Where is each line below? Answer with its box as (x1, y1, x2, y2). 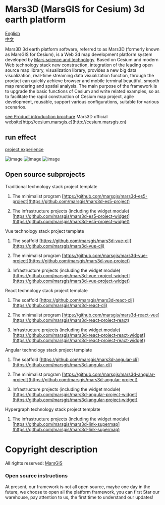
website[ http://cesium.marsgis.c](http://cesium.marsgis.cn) (5, 119, 127, 125)
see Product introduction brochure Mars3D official (5, 113, 108, 119)
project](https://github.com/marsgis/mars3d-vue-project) (12, 257, 130, 263)
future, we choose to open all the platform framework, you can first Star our (5, 489, 160, 495)
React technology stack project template (5, 287, 88, 293)
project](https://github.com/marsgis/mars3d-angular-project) (12, 376, 138, 382)
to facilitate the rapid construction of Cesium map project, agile (5, 93, 134, 100)
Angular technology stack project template (5, 347, 92, 353)
